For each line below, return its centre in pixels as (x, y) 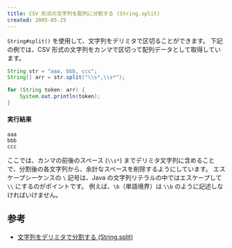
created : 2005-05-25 (37, 20)
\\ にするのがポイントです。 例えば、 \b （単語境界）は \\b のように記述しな (115, 186)
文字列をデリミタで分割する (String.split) (75, 237)
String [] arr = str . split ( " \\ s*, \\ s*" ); (66, 78)
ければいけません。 (35, 195)
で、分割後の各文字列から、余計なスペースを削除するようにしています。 (109, 169)
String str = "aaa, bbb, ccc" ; (52, 71)
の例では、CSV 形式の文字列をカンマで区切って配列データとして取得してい (114, 49)
